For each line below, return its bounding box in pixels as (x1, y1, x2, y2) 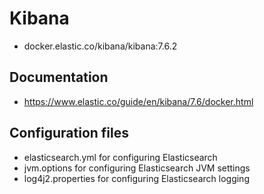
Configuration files (9, 125, 129, 142)
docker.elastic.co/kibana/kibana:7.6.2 (23, 40, 178, 52)
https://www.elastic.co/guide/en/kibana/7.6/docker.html (23, 95, 254, 107)
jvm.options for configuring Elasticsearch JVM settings (23, 162, 251, 174)
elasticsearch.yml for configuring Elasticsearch (23, 151, 218, 163)
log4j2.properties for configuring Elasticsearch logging (23, 172, 250, 184)
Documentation (9, 69, 109, 86)
